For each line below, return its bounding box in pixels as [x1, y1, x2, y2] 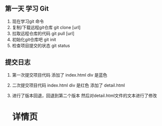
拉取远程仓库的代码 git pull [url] [12, 31, 75, 36]
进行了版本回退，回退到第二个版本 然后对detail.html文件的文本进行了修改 [12, 93, 157, 98]
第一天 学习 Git [5, 4, 49, 13]
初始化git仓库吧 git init [12, 36, 57, 42]
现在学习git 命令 [12, 18, 44, 24]
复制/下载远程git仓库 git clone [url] [12, 24, 81, 30]
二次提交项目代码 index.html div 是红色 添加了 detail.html [12, 82, 125, 88]
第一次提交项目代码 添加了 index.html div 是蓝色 [12, 72, 107, 78]
